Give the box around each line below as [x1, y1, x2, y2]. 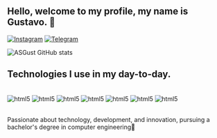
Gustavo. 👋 [7, 17, 55, 28]
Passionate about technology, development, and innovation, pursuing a [7, 116, 210, 124]
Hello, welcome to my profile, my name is [7, 6, 189, 17]
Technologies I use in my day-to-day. [7, 69, 171, 80]
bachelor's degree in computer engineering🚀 [7, 123, 135, 131]
